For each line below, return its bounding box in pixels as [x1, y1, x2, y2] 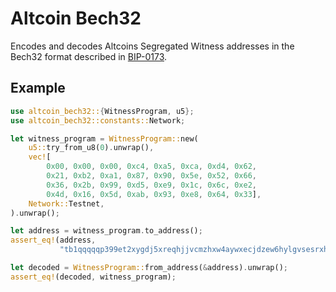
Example [10, 80, 66, 97]
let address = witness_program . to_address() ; [10, 226, 203, 236]
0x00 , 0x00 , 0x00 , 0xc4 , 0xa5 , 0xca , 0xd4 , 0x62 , [46, 162, 257, 172]
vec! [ [28, 152, 52, 162]
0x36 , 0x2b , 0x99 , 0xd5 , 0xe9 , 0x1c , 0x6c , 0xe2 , [46, 180, 257, 190]
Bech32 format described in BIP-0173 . [10, 50, 168, 62]
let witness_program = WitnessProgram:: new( [10, 133, 199, 144]
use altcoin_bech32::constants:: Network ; [10, 115, 186, 126]
